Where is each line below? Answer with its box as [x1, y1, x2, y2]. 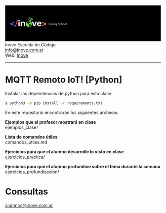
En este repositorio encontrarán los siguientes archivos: [5, 109, 119, 115]
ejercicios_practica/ [5, 154, 45, 160]
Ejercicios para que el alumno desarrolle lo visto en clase [5, 148, 124, 154]
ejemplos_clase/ [5, 124, 38, 130]
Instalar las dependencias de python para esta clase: [5, 91, 113, 97]
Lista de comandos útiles [5, 134, 58, 140]
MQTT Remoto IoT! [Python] [5, 74, 123, 85]
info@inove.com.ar [5, 47, 43, 53]
